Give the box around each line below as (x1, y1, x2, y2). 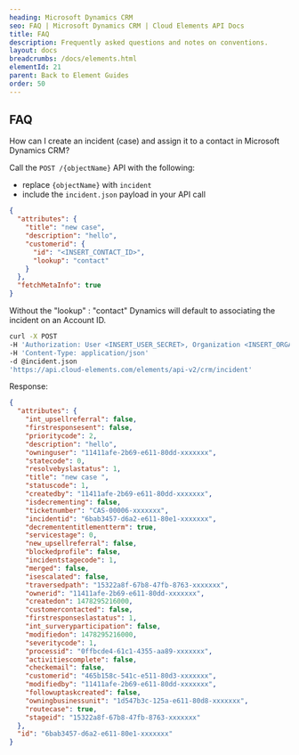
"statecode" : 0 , (25, 456, 86, 466)
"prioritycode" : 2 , (25, 431, 98, 441)
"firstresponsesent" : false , (25, 424, 133, 433)
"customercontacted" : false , (25, 605, 133, 614)
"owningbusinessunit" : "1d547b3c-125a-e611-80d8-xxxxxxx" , (25, 696, 249, 705)
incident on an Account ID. (9, 315, 107, 326)
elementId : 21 (9, 63, 62, 72)
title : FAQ (9, 29, 50, 38)
